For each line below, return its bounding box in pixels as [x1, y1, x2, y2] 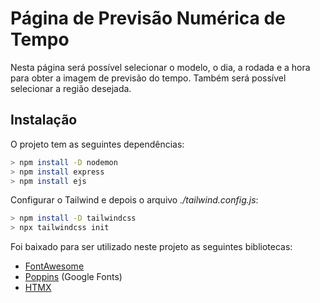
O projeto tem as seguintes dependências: [10, 138, 185, 150]
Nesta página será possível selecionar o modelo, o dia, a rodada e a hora [10, 61, 311, 73]
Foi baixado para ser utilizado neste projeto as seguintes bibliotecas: [10, 241, 293, 253]
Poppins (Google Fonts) [24, 271, 123, 283]
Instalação [10, 112, 78, 129]
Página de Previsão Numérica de [10, 7, 286, 30]
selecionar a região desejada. [10, 82, 132, 94]
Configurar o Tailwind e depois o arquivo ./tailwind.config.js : [10, 194, 259, 206]
